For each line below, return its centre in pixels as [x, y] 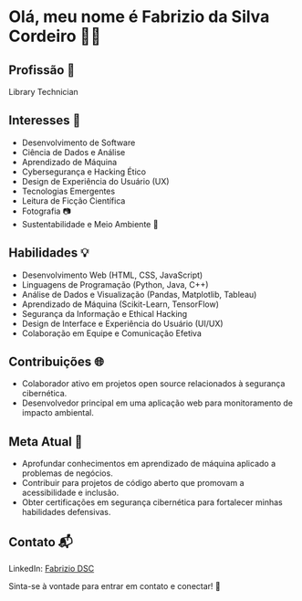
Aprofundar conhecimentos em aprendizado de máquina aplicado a [149, 464]
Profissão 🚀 [42, 70]
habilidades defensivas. [66, 512]
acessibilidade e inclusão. [70, 493]
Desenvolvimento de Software [78, 142]
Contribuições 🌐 [56, 362]
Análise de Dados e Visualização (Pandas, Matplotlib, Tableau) [139, 294]
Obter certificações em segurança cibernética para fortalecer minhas [152, 502]
